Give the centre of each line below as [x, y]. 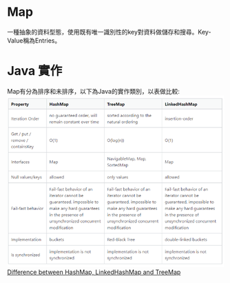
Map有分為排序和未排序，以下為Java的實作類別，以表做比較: [94, 91]
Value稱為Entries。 [34, 40]
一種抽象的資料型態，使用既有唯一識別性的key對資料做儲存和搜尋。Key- [109, 32]
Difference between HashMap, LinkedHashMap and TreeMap [94, 272]
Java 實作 [35, 71]
